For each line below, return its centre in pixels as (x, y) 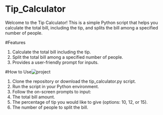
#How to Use (18, 71)
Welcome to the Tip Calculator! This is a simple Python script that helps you (81, 23)
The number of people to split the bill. (50, 107)
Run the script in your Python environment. (55, 86)
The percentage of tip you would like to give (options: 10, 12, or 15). (80, 102)
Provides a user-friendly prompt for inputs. (55, 62)
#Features (15, 42)
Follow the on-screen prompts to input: (52, 92)
